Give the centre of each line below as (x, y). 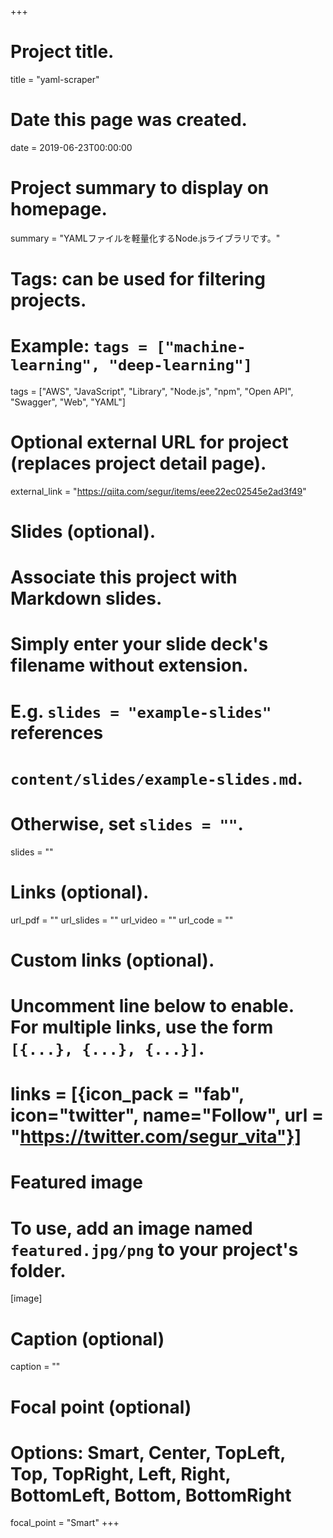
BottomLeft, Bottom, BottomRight (151, 1495)
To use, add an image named (131, 1228)
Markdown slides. (86, 598)
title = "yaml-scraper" (55, 79)
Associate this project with (124, 577)
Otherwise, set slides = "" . (127, 824)
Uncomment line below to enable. (152, 1006)
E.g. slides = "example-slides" (141, 711)
